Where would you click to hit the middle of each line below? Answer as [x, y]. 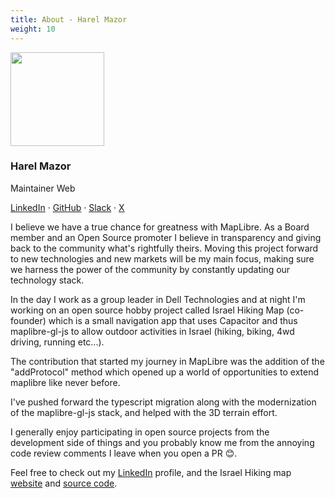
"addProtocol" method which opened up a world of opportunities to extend [165, 372]
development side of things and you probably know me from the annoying [162, 442]
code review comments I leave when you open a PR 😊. [124, 453]
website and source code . [64, 483]
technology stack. [47, 280]
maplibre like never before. [65, 382]
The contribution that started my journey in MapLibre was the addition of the [167, 361]
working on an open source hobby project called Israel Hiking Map [147, 310]
